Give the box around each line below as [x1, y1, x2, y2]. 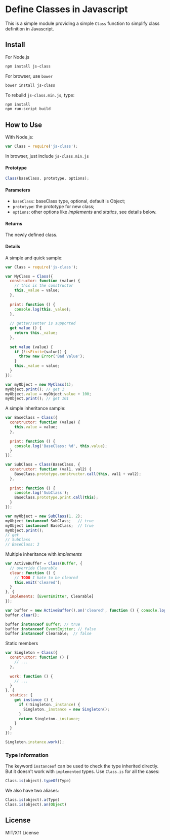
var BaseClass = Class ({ [5, 415, 58, 420]
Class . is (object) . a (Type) [5, 797, 60, 802]
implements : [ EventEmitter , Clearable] [10, 594, 94, 599]
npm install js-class [5, 63, 51, 69]
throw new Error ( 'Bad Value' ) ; [18, 354, 85, 359]
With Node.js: [5, 134, 34, 140]
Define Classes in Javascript [5, 4, 128, 15]
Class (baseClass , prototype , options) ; [5, 176, 90, 181]
